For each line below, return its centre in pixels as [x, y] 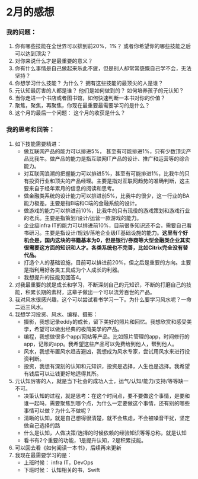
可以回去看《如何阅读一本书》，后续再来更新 [68, 448]
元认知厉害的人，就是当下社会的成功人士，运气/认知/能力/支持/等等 [96, 381]
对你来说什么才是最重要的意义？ [54, 61]
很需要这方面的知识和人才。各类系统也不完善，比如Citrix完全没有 [103, 247]
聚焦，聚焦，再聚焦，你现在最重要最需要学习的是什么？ [82, 106]
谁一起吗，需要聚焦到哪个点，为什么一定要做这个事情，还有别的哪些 [107, 403]
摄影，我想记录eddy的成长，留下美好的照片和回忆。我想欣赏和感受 [105, 321]
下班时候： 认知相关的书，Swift [62, 470]
